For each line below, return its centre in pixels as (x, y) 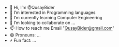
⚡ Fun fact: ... (23, 40)
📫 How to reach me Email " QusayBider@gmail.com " (62, 28)
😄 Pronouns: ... (25, 35)
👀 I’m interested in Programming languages (52, 12)
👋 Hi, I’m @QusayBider (32, 7)
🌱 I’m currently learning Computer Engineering (56, 18)
